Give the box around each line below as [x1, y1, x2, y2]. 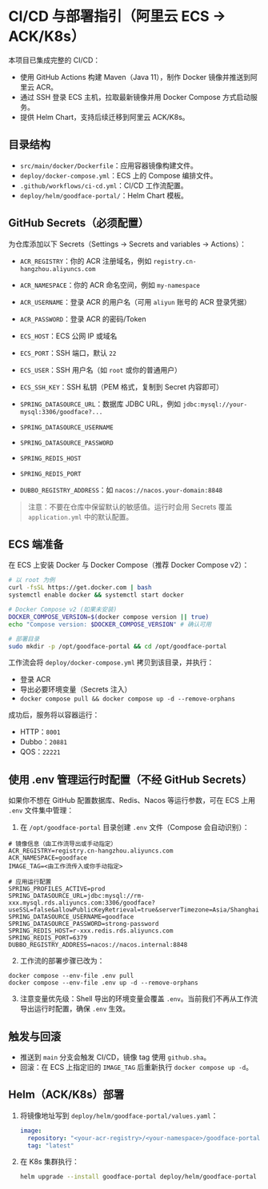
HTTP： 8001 [19, 727, 61, 736]
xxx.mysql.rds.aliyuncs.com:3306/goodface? [8, 899, 156, 908]
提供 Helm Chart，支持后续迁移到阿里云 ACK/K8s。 [19, 112, 190, 122]
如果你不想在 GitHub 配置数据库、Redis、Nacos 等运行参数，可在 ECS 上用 [8, 796, 256, 805]
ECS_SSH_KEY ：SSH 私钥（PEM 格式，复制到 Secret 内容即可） [19, 381, 224, 392]
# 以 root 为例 [8, 577, 55, 585]
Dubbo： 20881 [19, 737, 68, 747]
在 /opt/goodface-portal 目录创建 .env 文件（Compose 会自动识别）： [19, 823, 250, 832]
